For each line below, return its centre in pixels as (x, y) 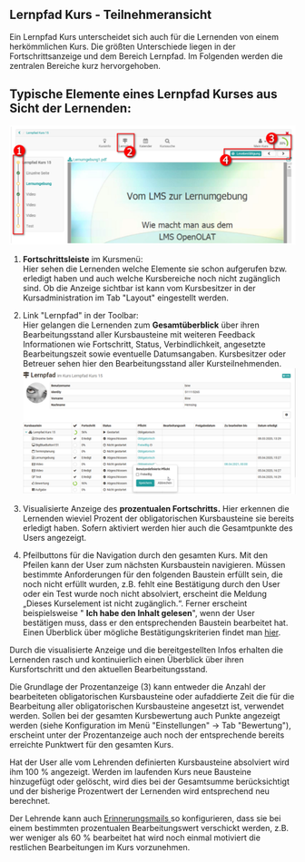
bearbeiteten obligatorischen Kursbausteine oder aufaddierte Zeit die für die (152, 697)
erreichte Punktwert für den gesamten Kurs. (92, 745)
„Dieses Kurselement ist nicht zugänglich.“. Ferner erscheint (135, 603)
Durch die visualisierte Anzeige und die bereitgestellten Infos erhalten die (147, 650)
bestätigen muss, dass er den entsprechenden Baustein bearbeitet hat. (155, 623)
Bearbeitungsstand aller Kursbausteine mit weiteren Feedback (139, 334)
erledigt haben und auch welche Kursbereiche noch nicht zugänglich (151, 278)
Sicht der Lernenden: (70, 108)
